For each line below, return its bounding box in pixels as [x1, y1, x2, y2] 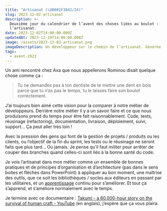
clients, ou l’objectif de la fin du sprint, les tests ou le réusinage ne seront [5, 139, 155, 145]
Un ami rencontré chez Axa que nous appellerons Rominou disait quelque [5, 67, 156, 73]
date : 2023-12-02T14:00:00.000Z [5, 30, 72, 35]
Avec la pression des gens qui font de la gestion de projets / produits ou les [5, 133, 160, 140]
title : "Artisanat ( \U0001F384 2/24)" [5, 7, 83, 12]
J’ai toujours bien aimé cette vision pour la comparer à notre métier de [5, 103, 149, 109]
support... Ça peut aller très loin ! [5, 124, 73, 130]
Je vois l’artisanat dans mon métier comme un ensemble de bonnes [5, 159, 144, 165]
